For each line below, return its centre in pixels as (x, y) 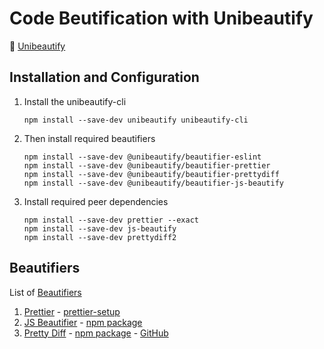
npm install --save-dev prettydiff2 (100, 237)
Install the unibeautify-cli (75, 101)
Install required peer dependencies (96, 201)
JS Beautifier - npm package (83, 322)
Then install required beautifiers (89, 138)
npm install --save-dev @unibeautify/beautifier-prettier (147, 165)
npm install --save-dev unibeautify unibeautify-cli (136, 120)
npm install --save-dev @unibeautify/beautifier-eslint (142, 157)
